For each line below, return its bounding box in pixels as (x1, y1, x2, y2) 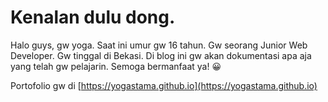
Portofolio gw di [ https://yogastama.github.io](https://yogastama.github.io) (10, 79, 318, 91)
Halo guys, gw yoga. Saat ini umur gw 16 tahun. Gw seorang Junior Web (10, 39, 308, 51)
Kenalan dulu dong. (10, 6, 176, 29)
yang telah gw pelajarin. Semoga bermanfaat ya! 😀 (10, 60, 222, 72)
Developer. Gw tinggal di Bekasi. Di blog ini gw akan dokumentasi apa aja (10, 49, 312, 61)
